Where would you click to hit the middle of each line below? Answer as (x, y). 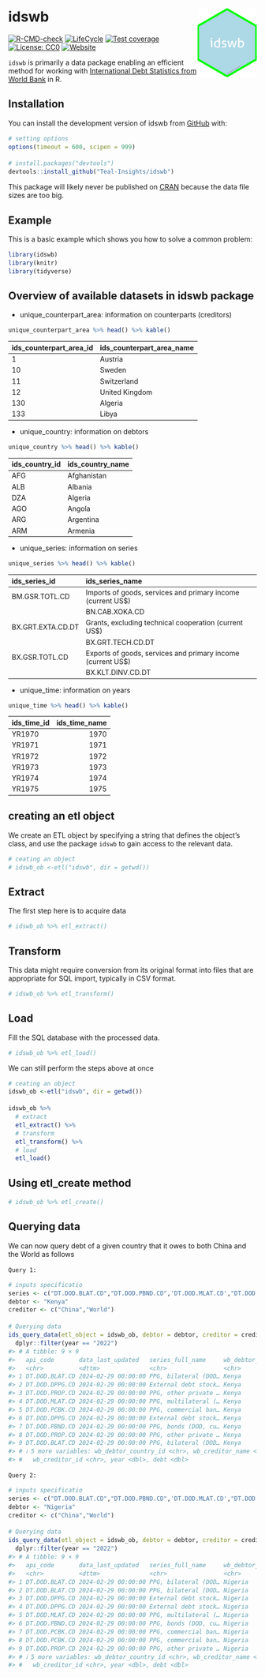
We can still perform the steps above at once (81, 1068)
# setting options (38, 138)
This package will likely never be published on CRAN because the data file (129, 187)
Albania (80, 486)
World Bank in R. (35, 79)
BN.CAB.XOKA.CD (115, 612)
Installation (36, 104)
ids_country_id (36, 464)
